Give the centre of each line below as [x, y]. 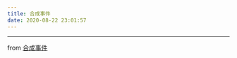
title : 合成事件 [29, 14]
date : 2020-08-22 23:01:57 [47, 20]
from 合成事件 [28, 48]
